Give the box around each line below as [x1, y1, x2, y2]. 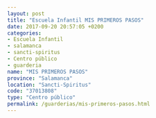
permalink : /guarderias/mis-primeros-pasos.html [7, 101, 150, 108]
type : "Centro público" [7, 94, 76, 101]
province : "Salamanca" [7, 74, 73, 82]
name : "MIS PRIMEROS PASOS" [7, 68, 89, 75]
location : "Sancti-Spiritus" [7, 81, 92, 88]
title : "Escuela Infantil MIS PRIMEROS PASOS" [7, 17, 144, 24]
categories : [7, 29, 42, 37]
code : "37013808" [7, 87, 58, 94]
